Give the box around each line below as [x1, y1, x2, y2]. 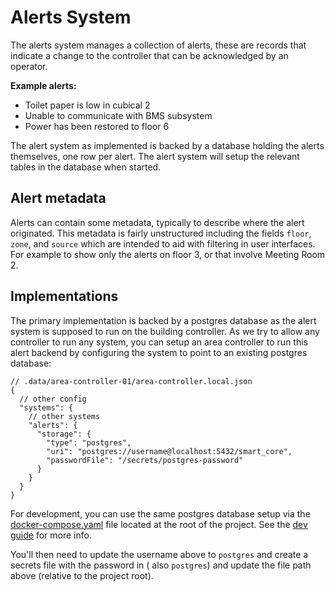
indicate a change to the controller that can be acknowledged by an [10, 49, 289, 61]
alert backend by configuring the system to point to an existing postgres [10, 346, 308, 358]
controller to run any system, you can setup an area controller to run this [10, 336, 308, 348]
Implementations [10, 288, 119, 305]
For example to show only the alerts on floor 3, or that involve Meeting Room [10, 248, 326, 260]
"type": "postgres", [46, 437, 132, 448]
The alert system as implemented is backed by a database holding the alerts [10, 139, 325, 151]
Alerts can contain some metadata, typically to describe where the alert [10, 216, 305, 228]
